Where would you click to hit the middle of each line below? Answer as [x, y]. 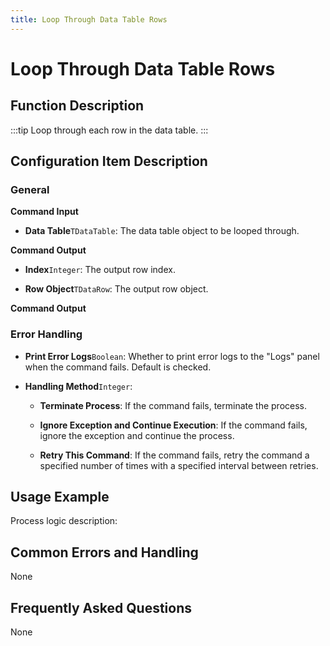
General [30, 189]
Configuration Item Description [109, 161]
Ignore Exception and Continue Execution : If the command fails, [173, 425]
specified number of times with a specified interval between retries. [179, 465]
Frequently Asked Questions [101, 607]
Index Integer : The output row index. [100, 270]
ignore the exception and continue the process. [137, 435]
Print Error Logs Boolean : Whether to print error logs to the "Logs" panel [172, 356]
